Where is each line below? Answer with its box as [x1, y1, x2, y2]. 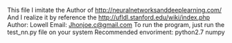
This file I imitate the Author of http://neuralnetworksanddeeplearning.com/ [7, 6, 222, 14]
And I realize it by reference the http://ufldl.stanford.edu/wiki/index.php [7, 13, 211, 21]
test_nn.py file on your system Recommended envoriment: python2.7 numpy [7, 28, 225, 36]
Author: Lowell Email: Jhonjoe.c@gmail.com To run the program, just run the [7, 21, 225, 28]
